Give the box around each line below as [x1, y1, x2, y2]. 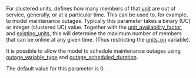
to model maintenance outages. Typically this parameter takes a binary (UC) [6, 18, 191, 24]
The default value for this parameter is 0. [6, 65, 105, 72]
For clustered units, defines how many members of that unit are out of [6, 5, 176, 12]
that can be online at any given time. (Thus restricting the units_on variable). [6, 36, 191, 43]
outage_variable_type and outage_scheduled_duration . [6, 54, 138, 60]
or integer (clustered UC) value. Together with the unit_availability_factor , [6, 23, 182, 30]
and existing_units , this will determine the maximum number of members [6, 30, 182, 37]
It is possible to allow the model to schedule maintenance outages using [6, 48, 181, 55]
